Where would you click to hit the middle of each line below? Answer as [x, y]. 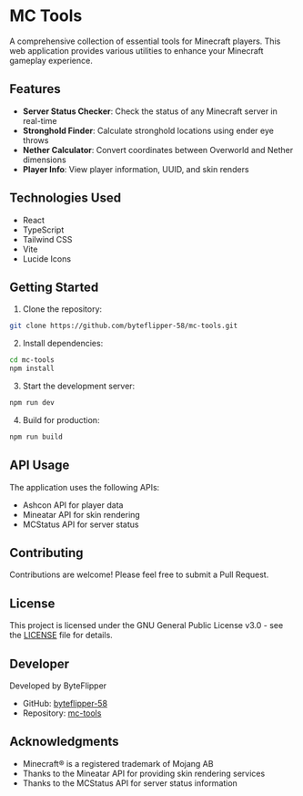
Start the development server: [79, 386]
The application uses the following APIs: [85, 487]
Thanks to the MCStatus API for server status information [130, 783]
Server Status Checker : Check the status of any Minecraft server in [150, 111]
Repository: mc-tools [62, 713]
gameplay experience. [51, 60]
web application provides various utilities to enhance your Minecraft [136, 50]
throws [35, 140]
